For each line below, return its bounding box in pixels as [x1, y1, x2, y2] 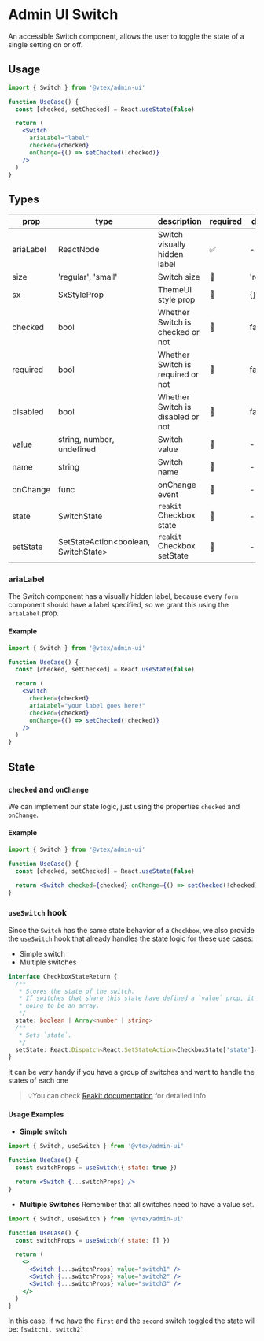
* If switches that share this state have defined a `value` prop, [18, 994, 244, 1002]
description [157, 216, 202, 227]
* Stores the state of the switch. [18, 987, 135, 995]
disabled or [157, 411, 200, 422]
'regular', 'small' [57, 272, 118, 283]
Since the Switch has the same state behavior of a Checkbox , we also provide [8, 925, 255, 934]
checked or [157, 327, 200, 338]
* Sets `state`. [18, 1031, 72, 1039]
